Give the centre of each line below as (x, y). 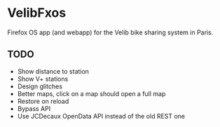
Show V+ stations (43, 79)
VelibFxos (37, 13)
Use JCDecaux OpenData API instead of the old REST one (101, 116)
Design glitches (40, 86)
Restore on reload (43, 101)
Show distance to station (53, 71)
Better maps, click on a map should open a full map (91, 93)
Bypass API (34, 108)
